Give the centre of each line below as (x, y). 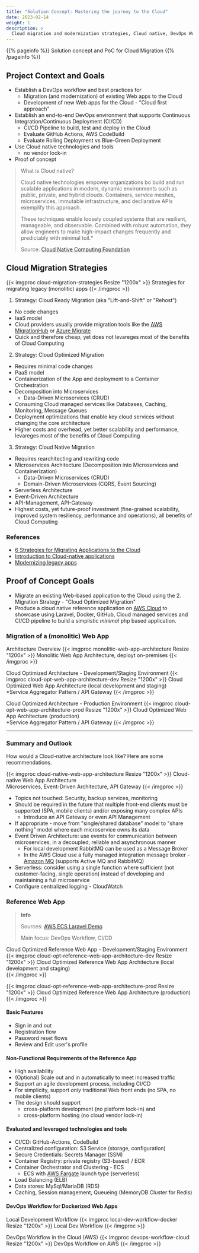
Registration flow (35, 1032)
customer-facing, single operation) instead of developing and (89, 874)
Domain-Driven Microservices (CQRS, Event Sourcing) (90, 484)
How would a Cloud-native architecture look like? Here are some (85, 756)
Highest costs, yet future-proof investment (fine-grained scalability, (97, 509)
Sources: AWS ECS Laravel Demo (61, 926)
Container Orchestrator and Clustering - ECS (69, 1168)
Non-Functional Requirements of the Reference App (72, 1058)
